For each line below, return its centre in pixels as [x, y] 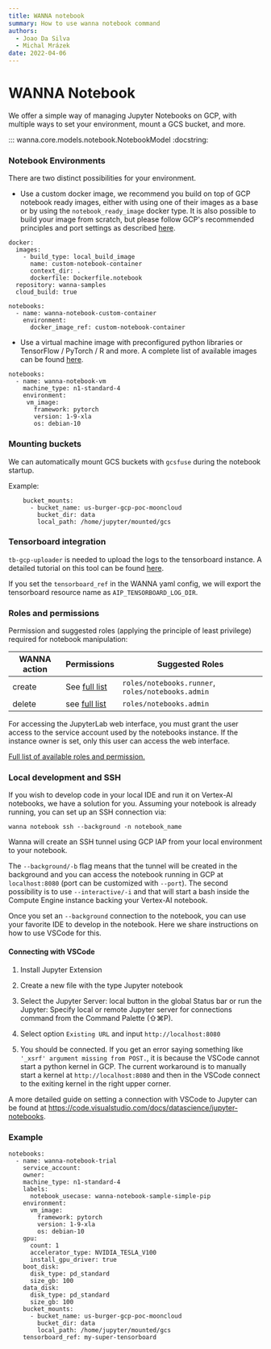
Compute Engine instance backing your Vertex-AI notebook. [108, 901]
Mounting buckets [45, 444]
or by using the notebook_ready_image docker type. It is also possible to [138, 211]
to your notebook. [38, 851]
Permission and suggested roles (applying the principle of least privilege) [130, 631]
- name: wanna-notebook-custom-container [86, 314]
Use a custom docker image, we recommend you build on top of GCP [135, 194]
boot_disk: [41, 1267]
